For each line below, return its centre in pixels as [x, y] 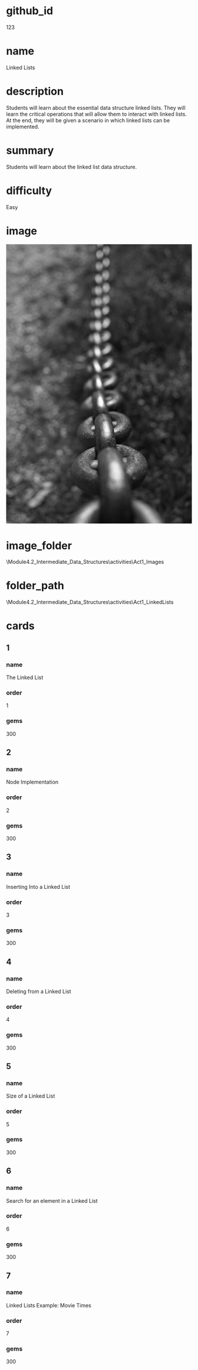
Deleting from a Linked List [39, 991]
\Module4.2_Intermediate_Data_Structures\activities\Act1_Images [85, 562]
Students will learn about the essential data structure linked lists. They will [96, 108]
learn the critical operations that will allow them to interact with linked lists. [97, 114]
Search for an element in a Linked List [52, 1200]
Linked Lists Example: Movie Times [49, 1305]
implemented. [23, 126]
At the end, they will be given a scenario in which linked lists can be [88, 120]
